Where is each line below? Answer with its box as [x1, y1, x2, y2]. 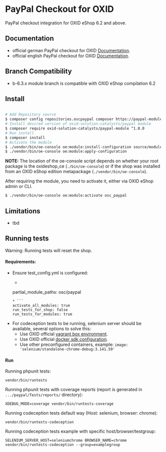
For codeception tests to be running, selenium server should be [12, 320, 142, 326]
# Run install [5, 130, 35, 135]
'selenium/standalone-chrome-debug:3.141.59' [19, 346, 115, 352]
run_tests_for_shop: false [12, 307, 68, 312]
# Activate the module [5, 140, 52, 145]
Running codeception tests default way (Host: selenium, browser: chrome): [5, 410, 158, 416]
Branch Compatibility [5, 67, 72, 75]
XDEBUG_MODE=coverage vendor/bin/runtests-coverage [5, 401, 114, 406]
